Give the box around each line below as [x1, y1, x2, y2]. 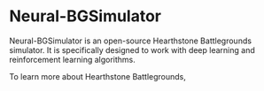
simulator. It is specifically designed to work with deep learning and [9, 44, 255, 55]
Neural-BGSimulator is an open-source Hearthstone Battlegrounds [9, 35, 252, 46]
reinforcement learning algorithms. [9, 54, 136, 64]
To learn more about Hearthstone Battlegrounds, [9, 71, 186, 81]
